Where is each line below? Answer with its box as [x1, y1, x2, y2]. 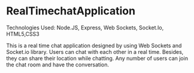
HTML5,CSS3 [6, 30, 40, 37]
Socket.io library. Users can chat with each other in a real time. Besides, [6, 48, 184, 55]
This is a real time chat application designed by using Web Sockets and [6, 42, 182, 49]
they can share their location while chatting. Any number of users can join [6, 54, 189, 62]
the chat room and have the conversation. [6, 61, 110, 68]
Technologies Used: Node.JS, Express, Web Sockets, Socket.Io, [6, 24, 164, 31]
